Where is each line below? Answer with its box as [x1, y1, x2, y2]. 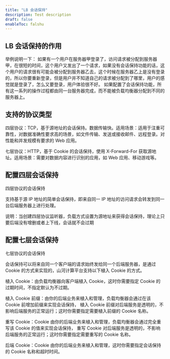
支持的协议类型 [5, 110, 52, 119]
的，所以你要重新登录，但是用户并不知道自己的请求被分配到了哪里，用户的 [5, 75, 160, 81]
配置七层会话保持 [5, 236, 59, 244]
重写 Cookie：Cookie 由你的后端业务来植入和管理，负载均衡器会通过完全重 [5, 318, 161, 325]
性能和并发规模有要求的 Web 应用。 [5, 137, 79, 143]
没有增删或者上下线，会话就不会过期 [18, 219, 94, 226]
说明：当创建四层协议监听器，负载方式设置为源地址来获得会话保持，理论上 [5, 213, 160, 219]
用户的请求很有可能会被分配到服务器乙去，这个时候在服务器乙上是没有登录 [9, 69, 165, 75]
